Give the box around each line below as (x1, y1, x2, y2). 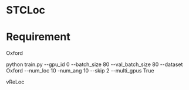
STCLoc (6, 4, 46, 17)
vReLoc (6, 78, 25, 85)
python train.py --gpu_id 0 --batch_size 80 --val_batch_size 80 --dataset (6, 61, 183, 68)
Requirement (6, 30, 70, 44)
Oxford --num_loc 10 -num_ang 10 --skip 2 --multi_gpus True (6, 67, 154, 74)
